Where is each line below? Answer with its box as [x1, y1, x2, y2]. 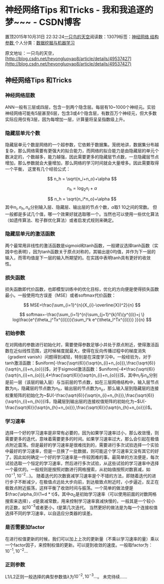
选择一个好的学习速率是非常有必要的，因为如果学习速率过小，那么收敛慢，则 [5, 430, 159, 436]
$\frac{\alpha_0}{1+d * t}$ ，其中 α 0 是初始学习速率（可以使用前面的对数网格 [5, 491, 157, 498]
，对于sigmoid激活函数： [48, 366, 99, 372]
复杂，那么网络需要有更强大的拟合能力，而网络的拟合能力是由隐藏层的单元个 [5, 147, 159, 154]
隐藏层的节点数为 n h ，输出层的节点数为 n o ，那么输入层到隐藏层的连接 [21, 385, 159, 392]
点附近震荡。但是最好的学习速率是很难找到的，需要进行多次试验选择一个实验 [5, 442, 159, 448]
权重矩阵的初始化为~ [5, 392, 47, 398]
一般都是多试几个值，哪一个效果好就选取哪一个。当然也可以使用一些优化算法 [5, 211, 159, 217]
